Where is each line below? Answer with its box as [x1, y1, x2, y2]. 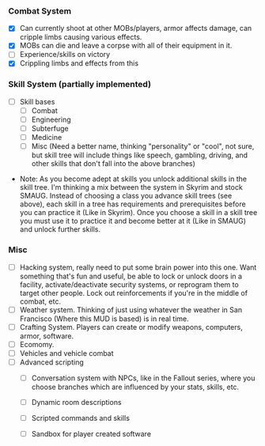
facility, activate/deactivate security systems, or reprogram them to [19, 279, 239, 289]
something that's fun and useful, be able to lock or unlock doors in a [19, 271, 243, 281]
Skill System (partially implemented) [8, 79, 152, 90]
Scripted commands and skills [31, 414, 131, 423]
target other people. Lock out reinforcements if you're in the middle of [19, 288, 248, 297]
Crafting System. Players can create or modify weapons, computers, [19, 322, 243, 331]
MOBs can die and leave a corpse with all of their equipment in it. [19, 41, 233, 51]
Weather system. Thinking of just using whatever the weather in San [19, 304, 243, 314]
